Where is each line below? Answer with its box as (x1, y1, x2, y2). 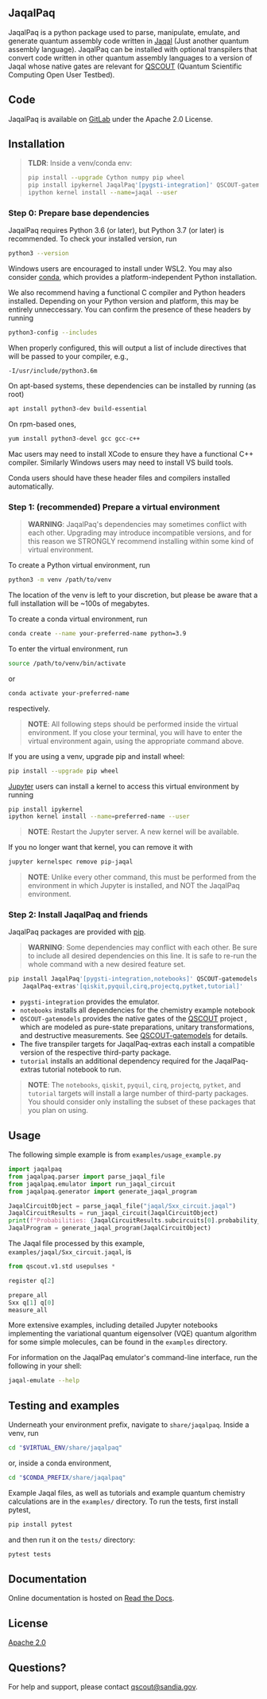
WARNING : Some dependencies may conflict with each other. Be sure (27, 942, 257, 952)
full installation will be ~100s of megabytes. (8, 599, 149, 608)
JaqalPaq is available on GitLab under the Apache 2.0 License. (8, 114, 213, 124)
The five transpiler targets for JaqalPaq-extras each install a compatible (19, 1040, 256, 1049)
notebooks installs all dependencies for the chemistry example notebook (19, 1005, 256, 1015)
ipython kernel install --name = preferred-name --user (8, 812, 191, 820)
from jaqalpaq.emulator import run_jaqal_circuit (8, 1180, 176, 1188)
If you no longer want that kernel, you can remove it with (8, 843, 193, 852)
